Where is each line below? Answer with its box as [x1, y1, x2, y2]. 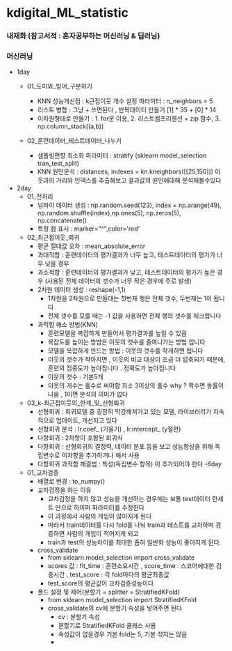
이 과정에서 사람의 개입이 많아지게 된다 [47, 512, 152, 521]
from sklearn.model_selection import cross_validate [47, 553, 195, 562]
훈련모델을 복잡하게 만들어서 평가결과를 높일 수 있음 [47, 329, 188, 337]
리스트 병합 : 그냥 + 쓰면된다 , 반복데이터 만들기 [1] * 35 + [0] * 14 [37, 106, 217, 114]
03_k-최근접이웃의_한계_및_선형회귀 [26, 399, 126, 407]
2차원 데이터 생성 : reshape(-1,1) [37, 286, 126, 294]
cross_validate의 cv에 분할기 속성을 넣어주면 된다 [47, 604, 182, 613]
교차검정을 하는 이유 [37, 486, 92, 494]
